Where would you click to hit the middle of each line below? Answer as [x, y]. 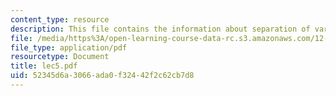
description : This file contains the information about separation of [160, 29]
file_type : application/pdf [69, 47]
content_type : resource [60, 19]
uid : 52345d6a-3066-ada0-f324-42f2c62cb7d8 [102, 76]
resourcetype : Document [60, 57]
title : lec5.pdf [44, 66]
